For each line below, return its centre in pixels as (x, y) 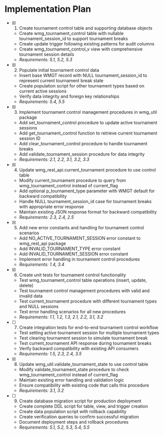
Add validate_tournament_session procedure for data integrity (82, 154)
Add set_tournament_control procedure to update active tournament (88, 123)
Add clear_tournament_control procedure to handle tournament (83, 143)
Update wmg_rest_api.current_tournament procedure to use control (87, 170)
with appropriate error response (51, 207)
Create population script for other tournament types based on (82, 86)
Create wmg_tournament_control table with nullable (71, 33)
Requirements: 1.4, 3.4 (42, 264)
